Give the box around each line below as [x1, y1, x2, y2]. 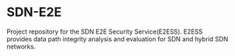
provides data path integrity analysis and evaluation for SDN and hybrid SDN [6, 34, 229, 43]
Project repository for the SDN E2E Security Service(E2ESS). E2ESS [6, 27, 203, 36]
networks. [6, 42, 36, 50]
